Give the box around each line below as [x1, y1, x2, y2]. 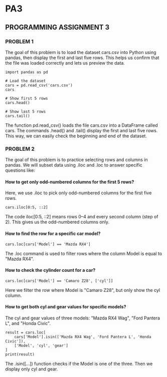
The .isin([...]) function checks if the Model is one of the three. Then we [5, 360, 153, 366]
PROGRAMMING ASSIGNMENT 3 [5, 23, 109, 32]
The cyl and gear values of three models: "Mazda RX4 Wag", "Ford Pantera [5, 315, 160, 321]
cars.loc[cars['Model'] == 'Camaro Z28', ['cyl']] [5, 278, 113, 283]
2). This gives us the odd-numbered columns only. [5, 219, 109, 225]
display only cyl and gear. [5, 366, 58, 372]
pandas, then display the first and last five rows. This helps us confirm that [5, 55, 159, 61]
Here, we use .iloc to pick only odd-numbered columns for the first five [5, 190, 152, 196]
